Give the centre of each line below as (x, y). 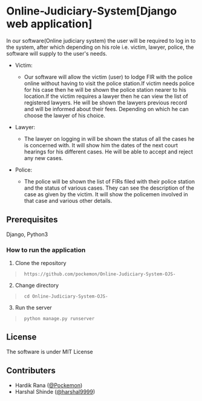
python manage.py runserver (59, 319)
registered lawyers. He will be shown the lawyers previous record (106, 102)
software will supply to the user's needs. (57, 53)
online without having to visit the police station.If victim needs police (109, 83)
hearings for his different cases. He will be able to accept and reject (109, 152)
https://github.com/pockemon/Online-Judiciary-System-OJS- (100, 274)
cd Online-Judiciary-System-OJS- (66, 297)
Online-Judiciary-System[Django (92, 11)
